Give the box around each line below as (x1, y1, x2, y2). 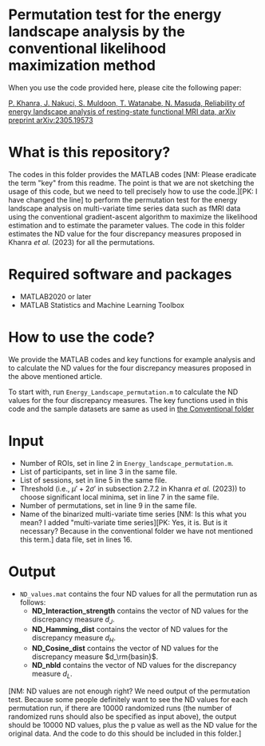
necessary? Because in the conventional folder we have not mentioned (19, 526, 254, 535)
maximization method (8, 57, 156, 75)
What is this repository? (8, 144, 171, 161)
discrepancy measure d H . (31, 633, 117, 645)
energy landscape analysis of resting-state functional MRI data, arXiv (8, 106, 236, 116)
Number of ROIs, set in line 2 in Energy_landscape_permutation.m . (19, 458, 234, 468)
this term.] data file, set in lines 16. (19, 535, 132, 544)
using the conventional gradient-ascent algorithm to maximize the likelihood (8, 211, 258, 221)
